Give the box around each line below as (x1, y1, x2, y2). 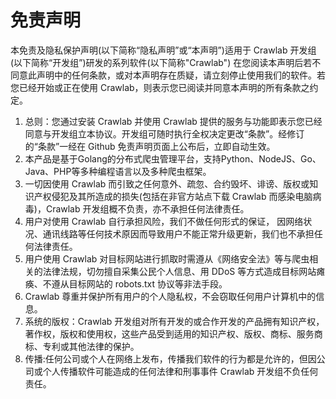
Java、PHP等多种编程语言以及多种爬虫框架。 (24, 165, 212, 177)
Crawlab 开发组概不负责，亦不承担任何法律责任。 (45, 202, 250, 215)
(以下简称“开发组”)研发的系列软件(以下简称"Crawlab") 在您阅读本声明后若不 (10, 56, 322, 68)
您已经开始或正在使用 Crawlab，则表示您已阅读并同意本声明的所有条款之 (10, 81, 310, 93)
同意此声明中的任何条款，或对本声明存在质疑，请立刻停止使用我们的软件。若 (10, 69, 326, 81)
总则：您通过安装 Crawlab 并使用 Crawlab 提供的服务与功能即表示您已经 (24, 115, 323, 127)
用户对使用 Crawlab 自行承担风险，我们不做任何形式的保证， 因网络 (24, 215, 304, 227)
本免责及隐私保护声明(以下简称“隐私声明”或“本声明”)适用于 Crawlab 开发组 (10, 44, 317, 56)
